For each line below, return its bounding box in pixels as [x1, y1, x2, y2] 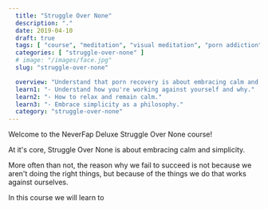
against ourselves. [8, 177, 69, 187]
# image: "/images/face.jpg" [15, 57, 112, 65]
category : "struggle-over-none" [15, 108, 124, 116]
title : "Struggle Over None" [15, 11, 112, 20]
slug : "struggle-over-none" [15, 64, 109, 72]
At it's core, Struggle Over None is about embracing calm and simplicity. [8, 145, 246, 155]
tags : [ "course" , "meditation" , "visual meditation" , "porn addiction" [15, 41, 262, 49]
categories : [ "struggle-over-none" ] [15, 49, 145, 57]
